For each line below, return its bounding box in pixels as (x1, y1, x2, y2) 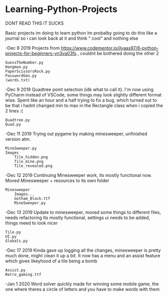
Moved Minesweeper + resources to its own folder (5, 177, 109, 183)
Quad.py (5, 122, 22, 127)
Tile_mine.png (14, 159, 44, 164)
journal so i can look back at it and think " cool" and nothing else (5, 35, 138, 41)
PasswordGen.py (5, 73, 37, 78)
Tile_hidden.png (14, 154, 49, 159)
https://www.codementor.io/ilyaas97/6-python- (61, 45, 159, 51)
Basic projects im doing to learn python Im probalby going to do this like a (5, 30, 157, 36)
